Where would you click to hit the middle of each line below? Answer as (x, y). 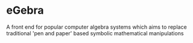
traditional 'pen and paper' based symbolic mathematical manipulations (95, 33)
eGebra (25, 10)
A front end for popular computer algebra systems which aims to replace (96, 27)
